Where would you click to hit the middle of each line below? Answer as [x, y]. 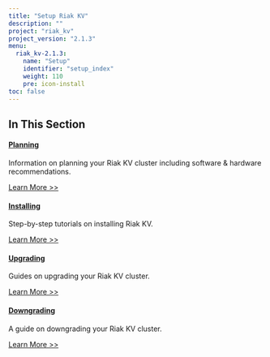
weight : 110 [43, 76]
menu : [17, 46]
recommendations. [40, 171]
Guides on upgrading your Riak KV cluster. [79, 276]
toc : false [27, 91]
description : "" [36, 24]
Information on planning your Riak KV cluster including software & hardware [135, 162]
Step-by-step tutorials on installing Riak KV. [81, 224]
